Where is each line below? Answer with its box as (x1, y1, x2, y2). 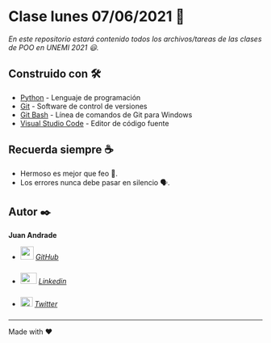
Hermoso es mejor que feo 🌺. (19, 168, 119, 178)
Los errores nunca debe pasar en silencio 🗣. (19, 177, 171, 187)
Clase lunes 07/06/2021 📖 (8, 7, 186, 26)
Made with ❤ (8, 327, 53, 337)
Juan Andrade (8, 231, 57, 240)
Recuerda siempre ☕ (8, 143, 115, 157)
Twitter (34, 299, 58, 309)
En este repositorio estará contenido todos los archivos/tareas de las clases (8, 34, 262, 44)
